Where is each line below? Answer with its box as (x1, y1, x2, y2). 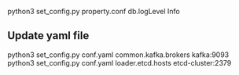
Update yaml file (7, 29, 90, 42)
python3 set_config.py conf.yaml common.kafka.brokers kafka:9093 (7, 50, 230, 59)
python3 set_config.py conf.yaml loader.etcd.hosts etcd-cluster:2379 (7, 58, 232, 67)
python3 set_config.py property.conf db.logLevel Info (7, 7, 180, 16)
